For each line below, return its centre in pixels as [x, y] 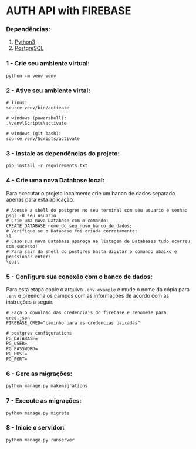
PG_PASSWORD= [22, 348]
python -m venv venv [31, 76]
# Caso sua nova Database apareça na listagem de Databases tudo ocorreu [98, 241]
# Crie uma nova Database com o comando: [58, 221]
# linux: [17, 103]
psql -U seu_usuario [31, 215]
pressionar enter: [28, 257]
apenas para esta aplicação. [40, 199]
